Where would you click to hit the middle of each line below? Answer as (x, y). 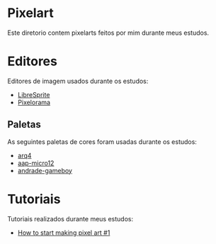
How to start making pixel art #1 (64, 233)
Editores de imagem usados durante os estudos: (78, 81)
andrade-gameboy (45, 170)
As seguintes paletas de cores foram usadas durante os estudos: (102, 142)
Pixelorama (34, 102)
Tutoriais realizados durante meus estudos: (70, 218)
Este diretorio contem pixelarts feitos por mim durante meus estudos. (108, 33)
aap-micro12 (36, 163)
